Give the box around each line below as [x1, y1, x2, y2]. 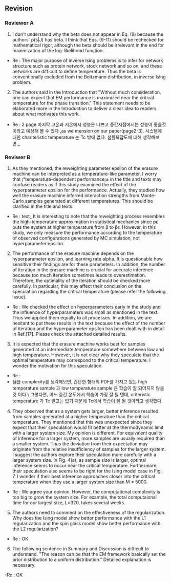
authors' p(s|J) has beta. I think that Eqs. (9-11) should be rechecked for [12, 36, 164, 42]
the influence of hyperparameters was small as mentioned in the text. [12, 309, 159, 315]
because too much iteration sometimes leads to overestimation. [12, 272, 146, 278]
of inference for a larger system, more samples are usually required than [12, 435, 165, 441]
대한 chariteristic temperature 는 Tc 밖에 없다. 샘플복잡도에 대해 [12, 134, 142, 140]
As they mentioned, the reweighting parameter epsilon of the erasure [12, 165, 158, 171]
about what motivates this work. [12, 111, 80, 117]
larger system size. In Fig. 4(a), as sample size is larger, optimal [12, 457, 146, 463]
